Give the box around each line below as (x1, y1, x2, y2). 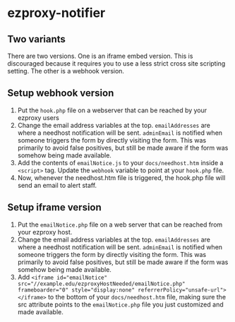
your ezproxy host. (17, 227, 73, 236)
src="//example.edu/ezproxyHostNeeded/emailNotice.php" (17, 280, 186, 287)
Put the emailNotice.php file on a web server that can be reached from (17, 220, 223, 229)
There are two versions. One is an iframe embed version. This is (7, 52, 193, 60)
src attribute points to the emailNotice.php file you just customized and (17, 300, 224, 309)
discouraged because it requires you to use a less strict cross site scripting (7, 59, 226, 68)
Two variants (7, 33, 66, 45)
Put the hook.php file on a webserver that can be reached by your (17, 106, 207, 114)
